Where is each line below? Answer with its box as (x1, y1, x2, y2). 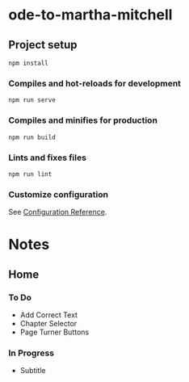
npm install (8, 59, 48, 67)
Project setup (8, 38, 78, 52)
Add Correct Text (19, 310, 78, 320)
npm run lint (8, 170, 52, 178)
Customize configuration (8, 188, 109, 199)
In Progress (8, 347, 55, 359)
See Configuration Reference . (8, 208, 107, 217)
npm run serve (8, 96, 57, 104)
